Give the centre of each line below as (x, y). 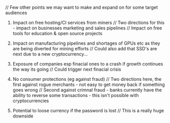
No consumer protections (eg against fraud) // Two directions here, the (87, 79)
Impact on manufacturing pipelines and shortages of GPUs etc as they (86, 43)
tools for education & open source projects (58, 33)
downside (23, 116)
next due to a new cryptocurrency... (50, 54)
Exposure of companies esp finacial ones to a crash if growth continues (88, 64)
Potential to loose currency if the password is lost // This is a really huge (88, 111)
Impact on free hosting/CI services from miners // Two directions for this (89, 23)
